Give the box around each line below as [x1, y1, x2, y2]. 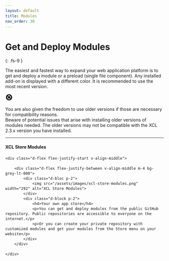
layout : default [5, 8, 39, 13]
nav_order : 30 [5, 19, 35, 24]
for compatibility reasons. [5, 111, 58, 118]
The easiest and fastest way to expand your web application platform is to [5, 68, 158, 74]
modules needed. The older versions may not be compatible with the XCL [5, 122, 157, 128]
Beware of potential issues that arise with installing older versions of [5, 117, 147, 123]
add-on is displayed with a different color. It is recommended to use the [5, 78, 153, 84]
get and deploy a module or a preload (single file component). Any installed [5, 73, 161, 79]
